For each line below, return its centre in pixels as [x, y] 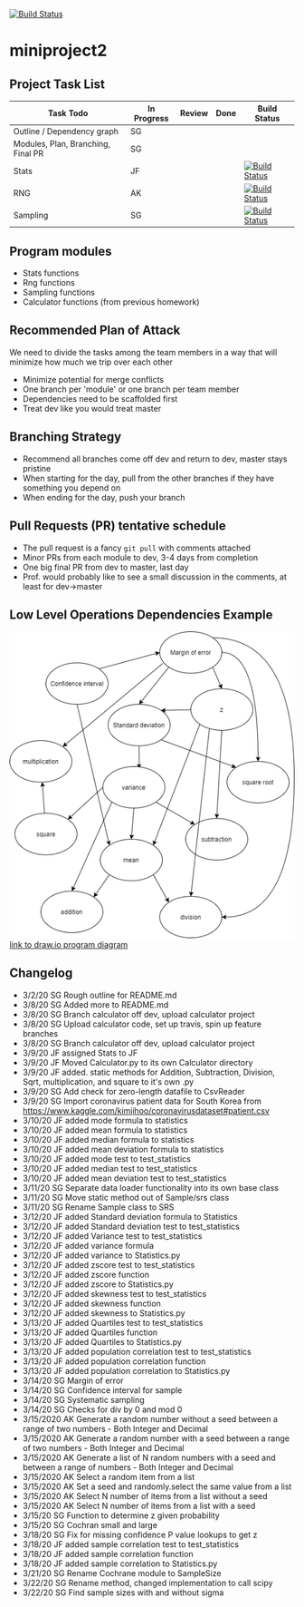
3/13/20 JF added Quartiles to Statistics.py [102, 1341]
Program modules [61, 251]
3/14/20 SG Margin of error [73, 1380]
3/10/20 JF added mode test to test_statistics [107, 1159]
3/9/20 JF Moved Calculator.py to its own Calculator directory [138, 1062]
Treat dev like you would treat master [91, 408]
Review [194, 113]
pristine [37, 468]
